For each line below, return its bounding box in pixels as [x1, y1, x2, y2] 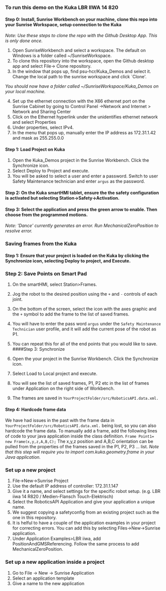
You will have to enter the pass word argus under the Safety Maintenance [12, 321, 161, 326]
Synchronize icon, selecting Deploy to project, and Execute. [5, 258, 131, 264]
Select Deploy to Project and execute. [12, 168, 90, 174]
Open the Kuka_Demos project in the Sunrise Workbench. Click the [12, 158, 150, 163]
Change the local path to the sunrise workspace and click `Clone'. [12, 74, 147, 80]
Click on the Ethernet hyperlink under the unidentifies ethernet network [12, 114, 158, 120]
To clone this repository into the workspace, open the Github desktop [12, 58, 155, 64]
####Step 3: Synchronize [12, 346, 65, 352]
